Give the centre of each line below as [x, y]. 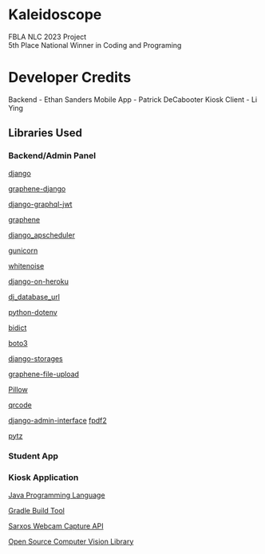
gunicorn [23, 250]
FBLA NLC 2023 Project [47, 37]
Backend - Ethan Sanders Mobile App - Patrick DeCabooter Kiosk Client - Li [133, 99]
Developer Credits [70, 78]
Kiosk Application [44, 477]
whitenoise [26, 265]
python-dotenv [33, 312]
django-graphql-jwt [40, 204]
